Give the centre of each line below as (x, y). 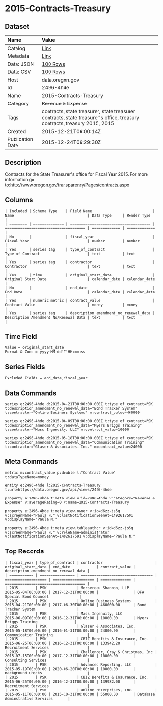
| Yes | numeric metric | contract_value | (80, 300)
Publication (20, 139)
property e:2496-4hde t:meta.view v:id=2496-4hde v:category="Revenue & (80, 498)
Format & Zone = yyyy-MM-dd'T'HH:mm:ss (45, 352)
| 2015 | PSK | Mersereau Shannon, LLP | (81, 588)
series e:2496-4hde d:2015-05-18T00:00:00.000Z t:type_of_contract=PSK (79, 438)
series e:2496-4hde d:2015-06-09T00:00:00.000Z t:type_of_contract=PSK (79, 421)
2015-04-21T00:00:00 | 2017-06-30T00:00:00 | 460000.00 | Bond (76, 605)
